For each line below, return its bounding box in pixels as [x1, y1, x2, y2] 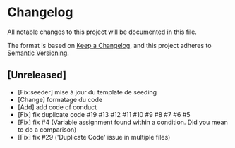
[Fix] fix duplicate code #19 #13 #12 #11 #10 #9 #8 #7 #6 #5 [17, 110, 191, 118]
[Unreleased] [7, 69, 67, 81]
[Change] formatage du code [17, 95, 103, 104]
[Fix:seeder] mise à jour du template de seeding [17, 87, 157, 96]
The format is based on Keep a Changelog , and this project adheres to [7, 41, 212, 49]
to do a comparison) [17, 125, 77, 134]
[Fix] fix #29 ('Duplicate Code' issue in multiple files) [17, 132, 171, 141]
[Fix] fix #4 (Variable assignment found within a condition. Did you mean [17, 118, 228, 126]
